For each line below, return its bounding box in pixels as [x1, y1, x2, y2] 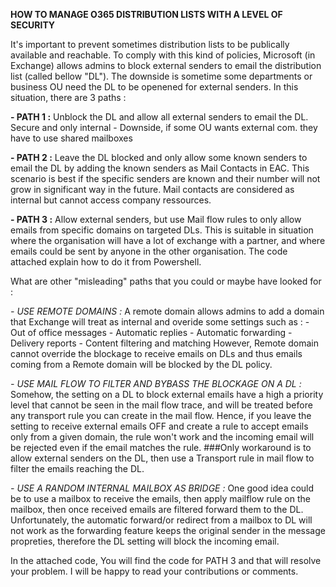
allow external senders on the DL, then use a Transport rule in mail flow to [10, 452, 315, 464]
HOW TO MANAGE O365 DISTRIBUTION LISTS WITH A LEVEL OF [10, 9, 283, 20]
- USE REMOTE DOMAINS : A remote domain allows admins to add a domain [10, 305, 325, 317]
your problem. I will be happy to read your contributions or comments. [10, 565, 299, 577]
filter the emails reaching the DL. [10, 463, 145, 474]
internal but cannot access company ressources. [10, 194, 212, 206]
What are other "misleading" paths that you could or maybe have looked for [10, 275, 322, 287]
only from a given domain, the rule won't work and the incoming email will [10, 431, 315, 443]
